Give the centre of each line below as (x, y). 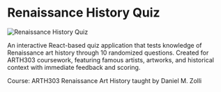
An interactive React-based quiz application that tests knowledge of (105, 45)
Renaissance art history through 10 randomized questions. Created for (108, 53)
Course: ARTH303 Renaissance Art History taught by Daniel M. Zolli (105, 80)
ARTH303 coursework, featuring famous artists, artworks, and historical (111, 59)
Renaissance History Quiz (84, 13)
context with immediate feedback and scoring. (74, 67)
